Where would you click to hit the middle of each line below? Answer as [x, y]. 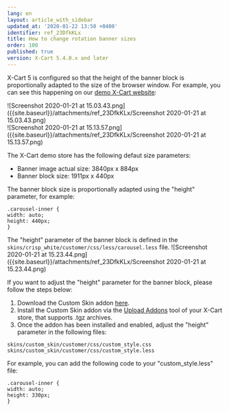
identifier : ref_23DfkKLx [44, 33]
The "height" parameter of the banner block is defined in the [93, 239]
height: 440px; [29, 221]
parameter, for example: [41, 196]
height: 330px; [29, 395]
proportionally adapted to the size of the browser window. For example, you [114, 85]
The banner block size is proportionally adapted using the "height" [101, 189]
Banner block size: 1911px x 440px [65, 176]
